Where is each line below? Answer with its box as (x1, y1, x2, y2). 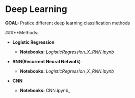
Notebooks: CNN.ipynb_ (19, 87, 71, 93)
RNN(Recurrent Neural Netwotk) (12, 58, 81, 64)
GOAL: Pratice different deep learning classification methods (5, 20, 131, 26)
